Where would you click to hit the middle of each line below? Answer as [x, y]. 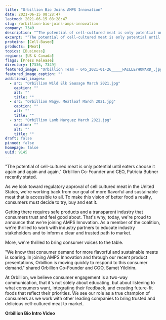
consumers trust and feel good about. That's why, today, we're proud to [78, 217]
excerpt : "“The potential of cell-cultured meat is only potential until [83, 38]
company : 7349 [20, 28]
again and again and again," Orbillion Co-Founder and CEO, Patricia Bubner [82, 172]
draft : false [19, 138]
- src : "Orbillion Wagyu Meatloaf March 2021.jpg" [63, 102]
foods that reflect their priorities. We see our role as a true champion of [78, 293]
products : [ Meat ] [23, 46]
